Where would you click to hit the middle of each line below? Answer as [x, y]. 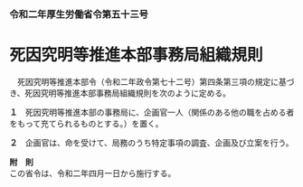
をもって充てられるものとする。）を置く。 [86, 123]
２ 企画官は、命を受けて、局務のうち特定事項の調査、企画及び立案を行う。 [151, 143]
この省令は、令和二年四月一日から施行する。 [93, 173]
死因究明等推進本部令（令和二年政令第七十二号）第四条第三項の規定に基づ [156, 81]
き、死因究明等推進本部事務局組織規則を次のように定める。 [120, 93]
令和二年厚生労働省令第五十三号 [79, 14]
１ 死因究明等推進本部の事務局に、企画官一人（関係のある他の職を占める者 [152, 112]
